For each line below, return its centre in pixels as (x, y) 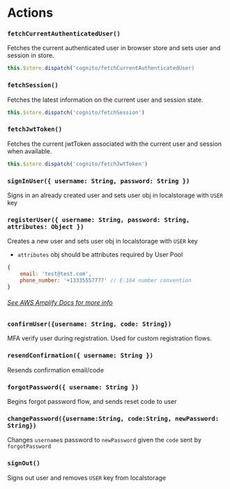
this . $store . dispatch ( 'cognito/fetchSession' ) (76, 112)
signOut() (24, 463)
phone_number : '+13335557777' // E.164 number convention (106, 280)
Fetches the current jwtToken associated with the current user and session (114, 144)
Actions (30, 13)
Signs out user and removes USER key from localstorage (86, 477)
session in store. (31, 55)
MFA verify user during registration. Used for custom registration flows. (110, 338)
